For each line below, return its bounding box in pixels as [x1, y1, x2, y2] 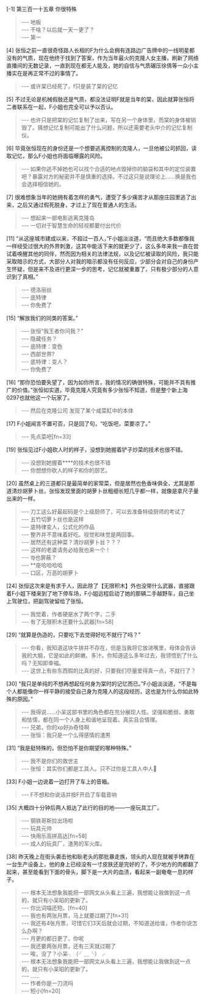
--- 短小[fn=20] [21, 987, 61, 994]
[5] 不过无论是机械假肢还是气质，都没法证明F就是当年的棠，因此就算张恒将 [6, 95, 195, 103]
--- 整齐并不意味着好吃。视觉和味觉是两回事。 [21, 531, 138, 538]
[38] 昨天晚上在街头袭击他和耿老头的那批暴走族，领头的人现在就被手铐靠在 [6, 853, 195, 860]
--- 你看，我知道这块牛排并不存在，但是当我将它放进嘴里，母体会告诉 [21, 644, 196, 651]
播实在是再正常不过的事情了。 [6, 70, 81, 76]
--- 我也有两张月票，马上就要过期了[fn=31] [21, 912, 129, 919]
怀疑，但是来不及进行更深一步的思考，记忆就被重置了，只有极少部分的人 [11, 266, 193, 272]
